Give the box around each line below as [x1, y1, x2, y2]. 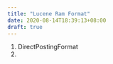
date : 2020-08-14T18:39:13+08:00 [7, 17, 107, 24]
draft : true [7, 23, 43, 30]
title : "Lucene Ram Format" [7, 10, 91, 18]
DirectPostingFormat [17, 43, 78, 51]
